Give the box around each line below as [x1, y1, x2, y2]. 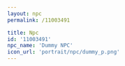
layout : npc [7, 10, 42, 17]
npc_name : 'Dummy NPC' [7, 42, 73, 49]
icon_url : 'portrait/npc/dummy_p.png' [7, 49, 120, 56]
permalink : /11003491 [7, 17, 71, 24]
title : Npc [7, 29, 39, 36]
